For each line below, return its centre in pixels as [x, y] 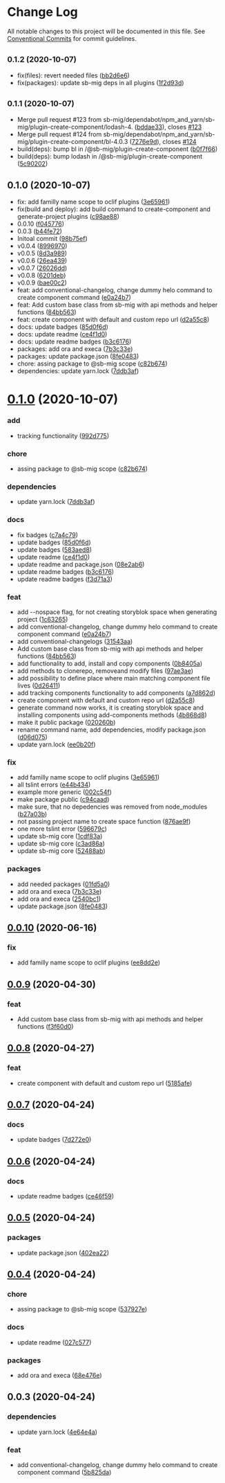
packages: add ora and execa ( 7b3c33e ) [75, 349]
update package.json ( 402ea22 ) [63, 1252]
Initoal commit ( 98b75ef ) [52, 239]
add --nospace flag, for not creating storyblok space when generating [117, 612]
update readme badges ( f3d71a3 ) [65, 579]
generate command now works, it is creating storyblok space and [110, 708]
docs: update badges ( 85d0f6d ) [63, 327]
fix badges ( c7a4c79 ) [47, 534]
